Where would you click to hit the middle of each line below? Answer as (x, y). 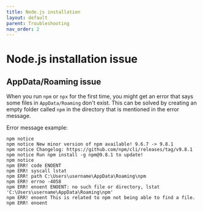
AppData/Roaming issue (54, 82)
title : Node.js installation (43, 12)
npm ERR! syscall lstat (37, 171)
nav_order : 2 (23, 29)
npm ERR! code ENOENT (34, 166)
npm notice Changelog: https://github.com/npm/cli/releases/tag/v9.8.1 (99, 150)
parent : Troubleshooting (38, 23)
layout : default (27, 18)
